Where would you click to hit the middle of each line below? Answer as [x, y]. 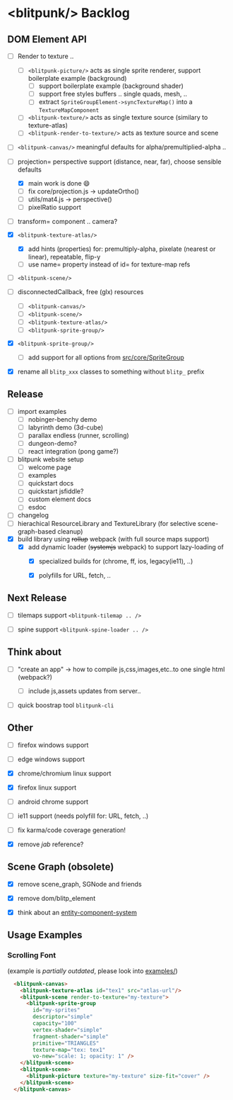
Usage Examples [45, 935]
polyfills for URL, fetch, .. [74, 575]
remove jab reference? [50, 844]
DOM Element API [47, 39]
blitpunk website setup [50, 459]
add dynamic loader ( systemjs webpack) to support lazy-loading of [126, 546]
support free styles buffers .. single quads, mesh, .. [113, 94]
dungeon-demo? [53, 443]
